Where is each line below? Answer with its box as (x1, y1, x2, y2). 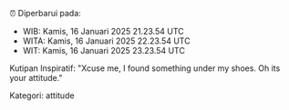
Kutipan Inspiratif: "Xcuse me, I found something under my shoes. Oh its (9, 63, 281, 74)
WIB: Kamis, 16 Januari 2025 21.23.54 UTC (22, 26, 184, 36)
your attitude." (9, 73, 63, 83)
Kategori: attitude (9, 90, 75, 101)
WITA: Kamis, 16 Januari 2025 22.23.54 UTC (22, 35, 191, 46)
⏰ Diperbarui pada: (9, 8, 82, 18)
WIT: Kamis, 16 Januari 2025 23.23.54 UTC (22, 45, 185, 55)
